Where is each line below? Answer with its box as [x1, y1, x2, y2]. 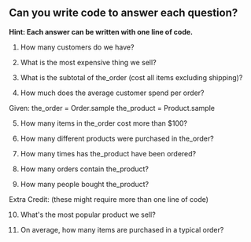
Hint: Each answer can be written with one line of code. [9, 27, 194, 36]
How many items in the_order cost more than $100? [20, 118, 188, 128]
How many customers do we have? [20, 42, 135, 52]
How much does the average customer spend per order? [20, 88, 205, 97]
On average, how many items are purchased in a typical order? [20, 225, 224, 234]
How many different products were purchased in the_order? [20, 134, 215, 143]
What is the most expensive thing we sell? [20, 57, 157, 67]
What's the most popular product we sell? [20, 210, 156, 219]
